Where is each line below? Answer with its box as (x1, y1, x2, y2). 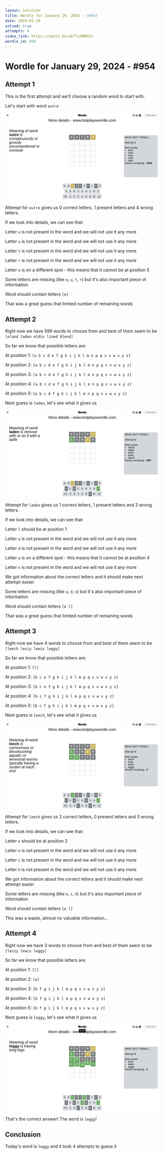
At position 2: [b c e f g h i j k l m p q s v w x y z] (5, 674, 118, 680)
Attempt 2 (5, 315, 36, 323)
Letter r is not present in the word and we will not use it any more (5, 258, 137, 263)
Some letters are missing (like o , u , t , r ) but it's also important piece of (5, 277, 146, 283)
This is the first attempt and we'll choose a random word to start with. (5, 93, 145, 99)
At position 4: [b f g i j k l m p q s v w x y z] (5, 995, 106, 1001)
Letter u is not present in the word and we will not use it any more (5, 238, 137, 244)
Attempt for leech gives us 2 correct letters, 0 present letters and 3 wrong (5, 814, 154, 819)
